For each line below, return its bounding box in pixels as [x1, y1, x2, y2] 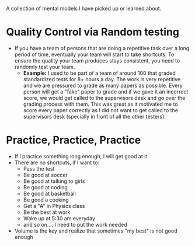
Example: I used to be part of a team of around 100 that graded [23, 70, 176, 77]
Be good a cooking [23, 196, 69, 203]
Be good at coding [23, 183, 68, 190]
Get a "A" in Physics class [23, 202, 85, 209]
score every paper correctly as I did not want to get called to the [23, 106, 178, 113]
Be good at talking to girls [23, 178, 85, 185]
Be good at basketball [23, 190, 76, 197]
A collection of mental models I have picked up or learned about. [6, 5, 162, 12]
